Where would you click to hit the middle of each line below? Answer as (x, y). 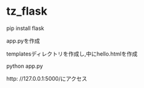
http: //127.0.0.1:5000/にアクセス (47, 78)
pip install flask (25, 28)
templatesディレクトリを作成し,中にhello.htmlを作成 (72, 54)
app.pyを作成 (23, 40)
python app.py (25, 66)
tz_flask (27, 11)
